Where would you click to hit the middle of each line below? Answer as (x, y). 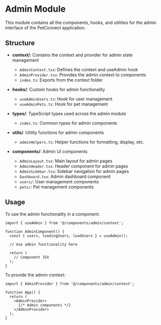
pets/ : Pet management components (57, 187)
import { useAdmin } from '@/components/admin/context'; (64, 223)
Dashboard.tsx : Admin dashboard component (65, 176)
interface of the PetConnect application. (46, 27)
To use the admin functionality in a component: (53, 214)
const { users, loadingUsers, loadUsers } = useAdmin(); (69, 236)
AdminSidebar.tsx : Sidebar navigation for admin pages (74, 171)
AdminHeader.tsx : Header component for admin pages (74, 166)
